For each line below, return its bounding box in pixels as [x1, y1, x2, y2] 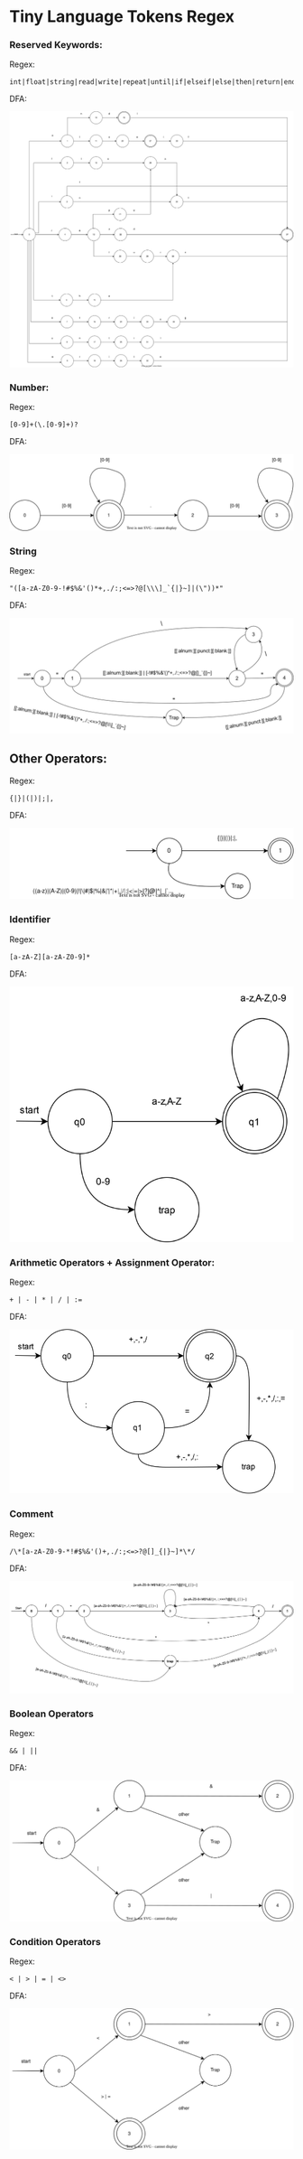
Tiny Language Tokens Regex [9, 6, 235, 27]
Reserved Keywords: [9, 39, 103, 51]
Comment [9, 1508, 54, 1520]
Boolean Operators [9, 1707, 95, 1720]
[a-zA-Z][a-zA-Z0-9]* [9, 952, 91, 961]
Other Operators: [9, 752, 108, 767]
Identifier [9, 913, 51, 926]
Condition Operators [9, 1935, 101, 1948]
